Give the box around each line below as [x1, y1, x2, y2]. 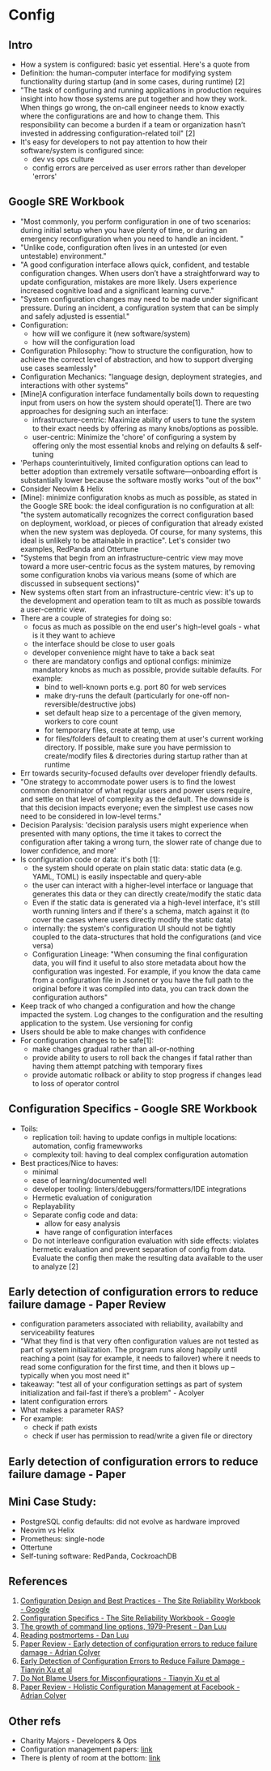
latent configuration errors [19, 1397, 108, 1407]
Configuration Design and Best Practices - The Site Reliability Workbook [19, 1596, 261, 1606]
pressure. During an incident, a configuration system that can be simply [19, 303, 259, 312]
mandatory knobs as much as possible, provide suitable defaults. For [32, 664, 263, 674]
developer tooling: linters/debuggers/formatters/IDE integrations [32, 1184, 247, 1193]
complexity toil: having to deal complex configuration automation [32, 1150, 248, 1159]
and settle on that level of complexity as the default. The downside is [19, 793, 250, 804]
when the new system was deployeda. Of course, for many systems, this [19, 527, 263, 536]
